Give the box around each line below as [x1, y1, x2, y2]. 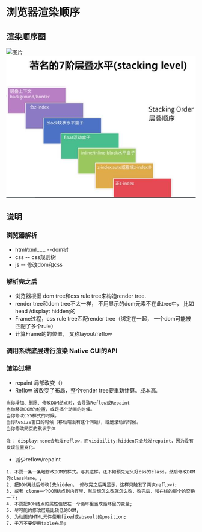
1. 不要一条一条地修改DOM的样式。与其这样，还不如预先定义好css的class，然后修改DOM [6, 469, 195, 475]
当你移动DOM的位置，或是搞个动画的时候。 [6, 406, 95, 412]
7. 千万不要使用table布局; [6, 521, 67, 527]
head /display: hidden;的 [14, 307, 76, 315]
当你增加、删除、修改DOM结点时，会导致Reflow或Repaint [6, 400, 130, 406]
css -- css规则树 [14, 253, 57, 260]
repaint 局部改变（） [14, 379, 66, 386]
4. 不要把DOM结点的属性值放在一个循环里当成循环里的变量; [6, 501, 133, 507]
